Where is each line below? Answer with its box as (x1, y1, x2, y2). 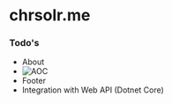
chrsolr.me (9, 5, 91, 26)
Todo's (9, 37, 40, 49)
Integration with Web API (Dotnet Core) (21, 85, 165, 95)
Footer (21, 76, 47, 86)
